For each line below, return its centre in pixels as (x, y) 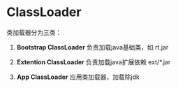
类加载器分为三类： (34, 32)
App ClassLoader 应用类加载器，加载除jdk (78, 77)
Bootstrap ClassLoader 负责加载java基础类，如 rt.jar (92, 47)
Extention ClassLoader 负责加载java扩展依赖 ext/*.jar (94, 62)
